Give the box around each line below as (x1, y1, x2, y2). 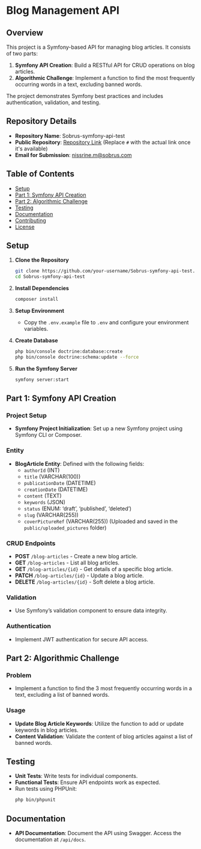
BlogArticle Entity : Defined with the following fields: (14, 460, 145, 467)
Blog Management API (6, 4, 120, 17)
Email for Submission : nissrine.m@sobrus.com (14, 151, 132, 158)
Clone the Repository (14, 256, 69, 264)
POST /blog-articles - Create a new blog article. (14, 552, 138, 560)
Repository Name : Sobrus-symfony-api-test (14, 132, 125, 139)
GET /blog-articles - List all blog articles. (14, 559, 120, 566)
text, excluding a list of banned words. (14, 691, 110, 699)
